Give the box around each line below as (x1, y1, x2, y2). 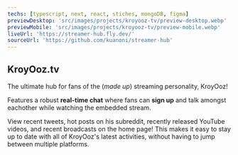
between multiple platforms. (7, 139, 90, 148)
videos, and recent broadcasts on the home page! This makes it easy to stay (7, 124, 231, 133)
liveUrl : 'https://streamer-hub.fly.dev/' (7, 30, 135, 38)
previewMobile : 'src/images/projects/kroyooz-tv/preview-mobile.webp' (7, 23, 221, 31)
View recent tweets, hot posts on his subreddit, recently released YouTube (7, 117, 225, 125)
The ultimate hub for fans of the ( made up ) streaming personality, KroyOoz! (7, 82, 229, 90)
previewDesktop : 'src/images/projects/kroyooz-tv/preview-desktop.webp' (7, 17, 227, 24)
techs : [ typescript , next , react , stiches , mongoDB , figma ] (7, 10, 190, 18)
